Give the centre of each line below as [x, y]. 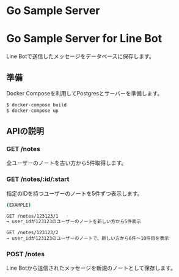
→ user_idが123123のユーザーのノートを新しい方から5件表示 [74, 222]
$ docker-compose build [37, 105]
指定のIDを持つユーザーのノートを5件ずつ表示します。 [75, 193]
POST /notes [25, 254]
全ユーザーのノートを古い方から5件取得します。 [67, 163]
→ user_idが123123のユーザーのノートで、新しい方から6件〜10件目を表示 [88, 238]
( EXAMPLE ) [19, 205]
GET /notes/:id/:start [38, 179]
